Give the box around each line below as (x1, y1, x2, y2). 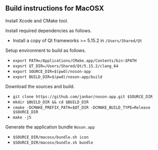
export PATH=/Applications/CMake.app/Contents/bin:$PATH (12, 58, 137, 63)
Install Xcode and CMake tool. (5, 17, 69, 23)
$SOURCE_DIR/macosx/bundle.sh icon (12, 135, 89, 140)
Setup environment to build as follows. (5, 47, 86, 53)
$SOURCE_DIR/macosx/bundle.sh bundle (12, 140, 94, 145)
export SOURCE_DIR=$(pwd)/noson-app (12, 69, 91, 74)
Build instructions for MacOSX (5, 4, 104, 13)
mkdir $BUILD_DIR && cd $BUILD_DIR (12, 99, 89, 105)
